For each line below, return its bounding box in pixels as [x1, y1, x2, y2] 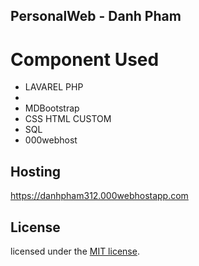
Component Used [10, 48, 160, 71]
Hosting [10, 163, 62, 180]
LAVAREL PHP [24, 81, 84, 93]
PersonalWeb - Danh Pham [10, 8, 182, 25]
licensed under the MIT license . [10, 245, 140, 257]
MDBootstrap [24, 102, 80, 114]
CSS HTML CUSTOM [24, 113, 112, 125]
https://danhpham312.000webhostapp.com [10, 190, 189, 202]
